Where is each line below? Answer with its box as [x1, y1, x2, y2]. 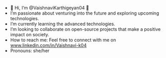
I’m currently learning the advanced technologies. [10, 21, 115, 27]
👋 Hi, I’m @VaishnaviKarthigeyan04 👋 [10, 5, 89, 11]
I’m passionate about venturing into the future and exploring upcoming [10, 10, 159, 16]
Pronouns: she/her [10, 48, 50, 53]
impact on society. [10, 32, 50, 37]
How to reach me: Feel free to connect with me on [10, 37, 116, 43]
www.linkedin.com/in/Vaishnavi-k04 [10, 42, 87, 48]
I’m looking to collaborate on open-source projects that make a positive [10, 26, 161, 32]
